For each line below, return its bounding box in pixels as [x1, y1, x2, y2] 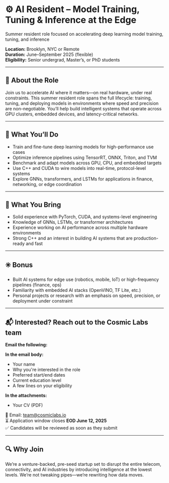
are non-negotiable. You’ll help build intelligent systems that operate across [5, 105, 162, 111]
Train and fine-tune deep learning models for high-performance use [12, 144, 154, 150]
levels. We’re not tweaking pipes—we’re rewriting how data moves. [5, 471, 144, 477]
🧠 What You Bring [5, 200, 61, 209]
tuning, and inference [5, 36, 50, 42]
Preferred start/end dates [12, 372, 65, 378]
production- [133, 235, 158, 241]
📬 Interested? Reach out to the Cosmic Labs [5, 318, 148, 326]
